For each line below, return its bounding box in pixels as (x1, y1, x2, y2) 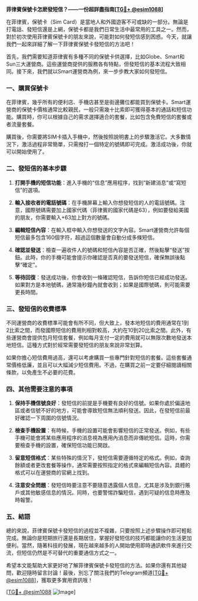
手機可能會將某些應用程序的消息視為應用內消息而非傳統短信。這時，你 (14, 434, 186, 441)
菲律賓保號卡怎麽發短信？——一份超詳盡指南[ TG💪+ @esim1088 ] (6, 6, 164, 12)
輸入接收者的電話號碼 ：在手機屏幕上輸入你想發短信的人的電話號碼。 (14, 199, 180, 206)
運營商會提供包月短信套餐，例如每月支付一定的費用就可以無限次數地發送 (11, 334, 187, 341)
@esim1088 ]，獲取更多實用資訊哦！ (6, 577, 93, 584)
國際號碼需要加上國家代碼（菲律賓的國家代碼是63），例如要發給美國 (25, 206, 190, 214)
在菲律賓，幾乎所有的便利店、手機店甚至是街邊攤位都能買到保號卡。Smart (6, 99, 186, 106)
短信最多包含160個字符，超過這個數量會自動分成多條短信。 (14, 234, 158, 241)
